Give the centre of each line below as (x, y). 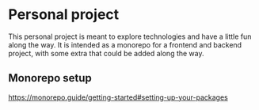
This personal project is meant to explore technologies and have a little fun (130, 36)
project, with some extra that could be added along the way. (106, 53)
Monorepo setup (50, 78)
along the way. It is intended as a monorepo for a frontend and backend (125, 44)
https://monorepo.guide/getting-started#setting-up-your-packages (118, 97)
